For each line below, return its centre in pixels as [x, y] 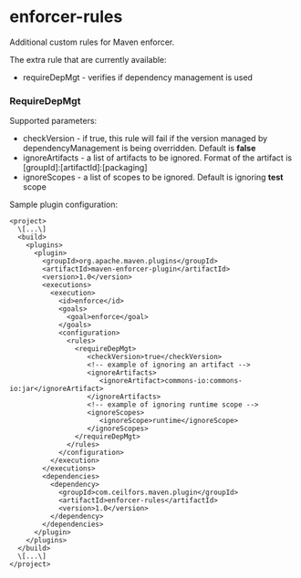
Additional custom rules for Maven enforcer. [92, 42]
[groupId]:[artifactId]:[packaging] [85, 168]
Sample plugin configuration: [64, 205]
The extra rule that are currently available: [88, 59]
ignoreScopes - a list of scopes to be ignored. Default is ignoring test [153, 177]
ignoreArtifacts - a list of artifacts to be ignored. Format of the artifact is [157, 158]
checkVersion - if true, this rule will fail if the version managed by [145, 139]
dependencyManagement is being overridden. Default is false [139, 149]
